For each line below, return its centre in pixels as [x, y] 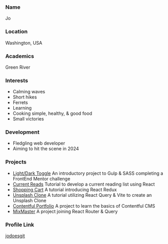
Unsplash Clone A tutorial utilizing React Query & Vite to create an [82, 195]
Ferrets [20, 103]
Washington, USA [24, 43]
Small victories [28, 119]
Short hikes [25, 97]
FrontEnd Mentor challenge [41, 178]
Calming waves [29, 92]
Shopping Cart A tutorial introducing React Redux [65, 189]
